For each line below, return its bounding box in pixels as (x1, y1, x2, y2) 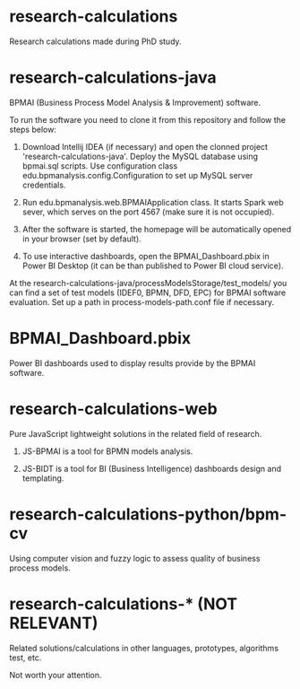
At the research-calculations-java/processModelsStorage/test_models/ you (9, 277, 287, 288)
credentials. (21, 179, 66, 190)
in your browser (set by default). (21, 233, 141, 244)
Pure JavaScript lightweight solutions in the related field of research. (9, 428, 262, 439)
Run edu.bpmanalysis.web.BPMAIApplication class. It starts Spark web (21, 196, 284, 207)
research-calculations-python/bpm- (9, 504, 287, 524)
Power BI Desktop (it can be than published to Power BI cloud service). (21, 260, 284, 271)
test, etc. (9, 652, 42, 663)
